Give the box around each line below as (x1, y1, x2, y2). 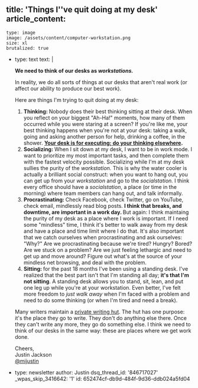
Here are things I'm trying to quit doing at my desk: (14, 96, 139, 103)
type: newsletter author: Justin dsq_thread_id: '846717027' (14, 368, 158, 376)
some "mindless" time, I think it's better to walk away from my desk (23, 221, 188, 228)
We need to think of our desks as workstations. (14, 67, 134, 74)
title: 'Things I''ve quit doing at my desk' (6, 5, 158, 15)
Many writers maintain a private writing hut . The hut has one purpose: (14, 308, 185, 315)
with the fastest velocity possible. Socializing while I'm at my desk (23, 158, 184, 165)
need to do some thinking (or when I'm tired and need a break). (23, 296, 178, 304)
